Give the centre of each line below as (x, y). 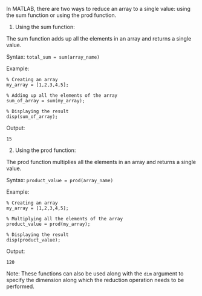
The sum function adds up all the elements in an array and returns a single (99, 38)
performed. (20, 286)
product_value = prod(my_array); (48, 224)
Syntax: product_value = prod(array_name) (60, 180)
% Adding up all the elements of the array (62, 96)
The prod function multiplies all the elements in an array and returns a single (101, 162)
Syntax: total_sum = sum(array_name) (53, 57)
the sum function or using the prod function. (61, 15)
